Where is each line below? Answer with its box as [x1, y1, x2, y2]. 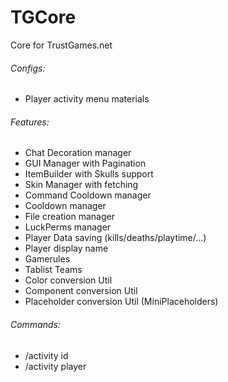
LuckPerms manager [24, 221, 112, 233]
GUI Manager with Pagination [24, 157, 147, 170]
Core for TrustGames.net [10, 39, 113, 51]
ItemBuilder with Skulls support [24, 168, 154, 180]
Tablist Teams [24, 264, 83, 276]
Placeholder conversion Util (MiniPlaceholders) [24, 296, 219, 308]
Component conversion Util [24, 285, 138, 297]
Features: [10, 116, 50, 128]
